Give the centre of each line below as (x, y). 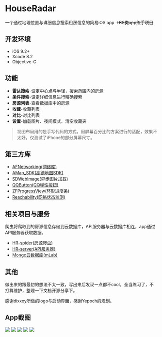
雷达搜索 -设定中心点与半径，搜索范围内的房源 (58, 91)
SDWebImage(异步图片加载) (40, 179)
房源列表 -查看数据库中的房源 (41, 103)
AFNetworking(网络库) (34, 167)
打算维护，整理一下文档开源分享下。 (41, 290)
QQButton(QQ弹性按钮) (35, 185)
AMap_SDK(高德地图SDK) (38, 173)
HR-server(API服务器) (34, 249)
